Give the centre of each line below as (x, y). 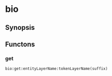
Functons (20, 44)
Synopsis (20, 28)
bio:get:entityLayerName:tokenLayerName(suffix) (56, 69)
